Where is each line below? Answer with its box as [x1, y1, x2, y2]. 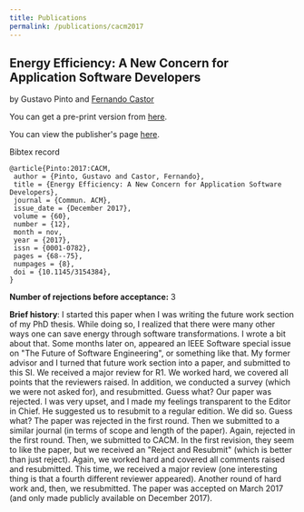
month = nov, [13, 228, 64, 237]
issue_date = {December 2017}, [13, 204, 132, 214]
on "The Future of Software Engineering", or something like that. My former [9, 347, 290, 359]
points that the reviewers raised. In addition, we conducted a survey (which [9, 376, 290, 387]
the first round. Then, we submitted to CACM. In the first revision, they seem [9, 435, 295, 446]
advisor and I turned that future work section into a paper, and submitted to [9, 357, 290, 368]
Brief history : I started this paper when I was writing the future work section [9, 309, 295, 320]
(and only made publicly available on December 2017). [9, 493, 213, 504]
